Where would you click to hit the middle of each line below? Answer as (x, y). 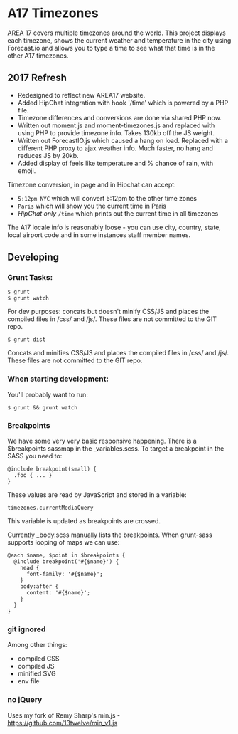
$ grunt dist (27, 340)
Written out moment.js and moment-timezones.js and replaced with (116, 125)
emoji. (27, 171)
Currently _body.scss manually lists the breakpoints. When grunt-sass (110, 535)
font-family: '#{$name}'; (64, 575)
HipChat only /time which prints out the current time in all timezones (118, 213)
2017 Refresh (37, 78)
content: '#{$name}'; (58, 593)
